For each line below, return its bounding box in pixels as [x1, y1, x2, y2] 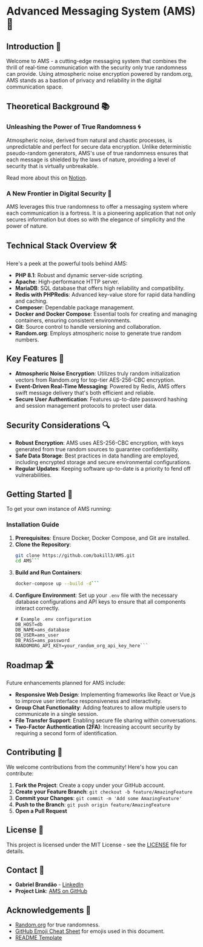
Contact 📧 [6, 864, 45, 875]
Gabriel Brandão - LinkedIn [15, 881, 84, 888]
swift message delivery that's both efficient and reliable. [15, 389, 156, 396]
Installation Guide [6, 521, 59, 529]
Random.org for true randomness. [15, 921, 100, 929]
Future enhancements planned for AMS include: [6, 679, 126, 686]
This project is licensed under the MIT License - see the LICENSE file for [6, 841, 187, 848]
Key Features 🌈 [6, 354, 65, 364]
